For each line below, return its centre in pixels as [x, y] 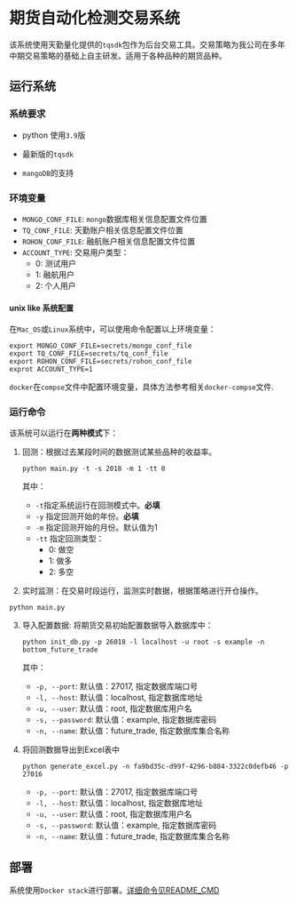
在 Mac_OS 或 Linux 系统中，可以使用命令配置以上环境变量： [113, 329]
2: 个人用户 [56, 285]
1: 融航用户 [55, 274]
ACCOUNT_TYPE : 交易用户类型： [75, 252]
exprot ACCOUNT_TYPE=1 [51, 370]
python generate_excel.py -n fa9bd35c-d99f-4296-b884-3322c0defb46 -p [155, 767]
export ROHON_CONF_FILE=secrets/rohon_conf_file [101, 362]
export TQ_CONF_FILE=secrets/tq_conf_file [89, 354]
